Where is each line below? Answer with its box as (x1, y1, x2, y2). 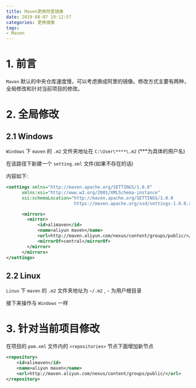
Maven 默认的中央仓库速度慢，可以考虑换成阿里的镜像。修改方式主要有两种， (6, 78, 190, 85)
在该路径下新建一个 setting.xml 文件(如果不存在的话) (6, 160, 134, 167)
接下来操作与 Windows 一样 (6, 300, 68, 307)
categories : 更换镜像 (6, 19, 55, 25)
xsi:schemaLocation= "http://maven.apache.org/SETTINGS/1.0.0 (21, 195, 174, 201)
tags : (6, 25, 19, 31)
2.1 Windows (6, 131, 54, 141)
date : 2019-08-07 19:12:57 (6, 14, 72, 20)
